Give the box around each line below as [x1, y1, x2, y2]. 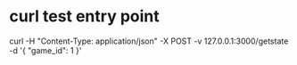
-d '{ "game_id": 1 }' [9, 45, 82, 55]
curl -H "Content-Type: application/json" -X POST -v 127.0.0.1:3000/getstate [9, 36, 289, 46]
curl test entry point [9, 6, 160, 27]
